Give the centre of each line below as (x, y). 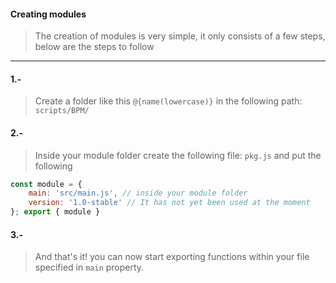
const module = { (46, 184)
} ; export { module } (55, 212)
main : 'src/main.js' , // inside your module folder (138, 193)
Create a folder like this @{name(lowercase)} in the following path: (168, 101)
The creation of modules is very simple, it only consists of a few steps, (180, 36)
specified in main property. (89, 267)
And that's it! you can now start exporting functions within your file (172, 257)
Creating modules (48, 14)
